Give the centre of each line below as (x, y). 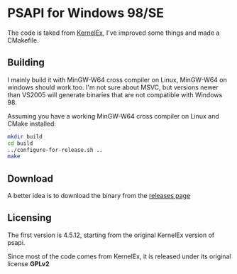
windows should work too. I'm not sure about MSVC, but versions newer (113, 87)
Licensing (29, 218)
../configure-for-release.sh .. (55, 150)
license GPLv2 (28, 263)
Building (26, 63)
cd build (20, 143)
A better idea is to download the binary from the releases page (99, 196)
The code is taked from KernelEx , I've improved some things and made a (114, 33)
